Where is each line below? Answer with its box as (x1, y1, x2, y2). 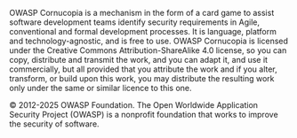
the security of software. (9, 119, 100, 129)
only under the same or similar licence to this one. (9, 83, 193, 93)
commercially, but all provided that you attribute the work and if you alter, (9, 64, 277, 74)
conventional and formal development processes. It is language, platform (9, 27, 277, 36)
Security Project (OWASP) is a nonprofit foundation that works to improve (9, 110, 278, 119)
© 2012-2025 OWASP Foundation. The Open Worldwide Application (9, 100, 259, 110)
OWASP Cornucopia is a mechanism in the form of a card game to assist (9, 8, 275, 18)
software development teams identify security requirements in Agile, (9, 17, 261, 27)
